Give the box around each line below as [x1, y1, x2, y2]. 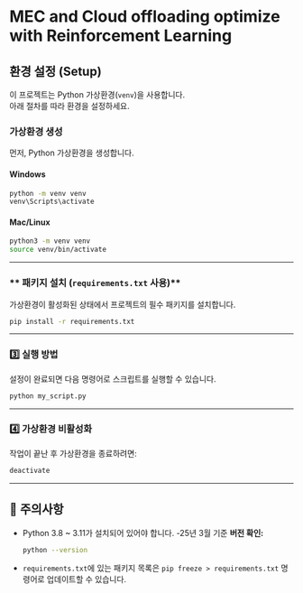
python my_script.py [9, 391, 87, 401]
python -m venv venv [9, 189, 87, 198]
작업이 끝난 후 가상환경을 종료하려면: [9, 448, 137, 459]
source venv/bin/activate [9, 246, 106, 255]
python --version [22, 545, 88, 554]
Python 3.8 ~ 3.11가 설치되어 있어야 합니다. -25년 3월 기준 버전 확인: [22, 527, 264, 538]
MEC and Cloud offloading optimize [9, 6, 281, 27]
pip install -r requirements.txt [9, 317, 135, 326]
